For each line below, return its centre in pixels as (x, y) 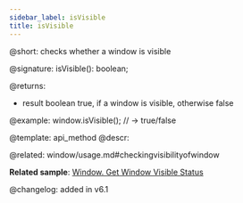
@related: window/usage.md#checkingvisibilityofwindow (115, 154)
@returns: (28, 85)
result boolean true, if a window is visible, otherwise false (128, 102)
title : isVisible (42, 26)
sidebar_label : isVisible (57, 17)
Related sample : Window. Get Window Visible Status (106, 172)
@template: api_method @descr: (69, 137)
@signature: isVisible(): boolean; (69, 69)
